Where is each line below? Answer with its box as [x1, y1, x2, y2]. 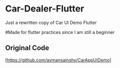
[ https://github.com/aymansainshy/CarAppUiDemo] [5, 57, 111, 63]
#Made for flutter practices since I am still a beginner [5, 29, 115, 35]
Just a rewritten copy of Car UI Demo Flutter [5, 19, 97, 25]
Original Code [5, 43, 49, 52]
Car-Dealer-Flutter [5, 3, 84, 14]
